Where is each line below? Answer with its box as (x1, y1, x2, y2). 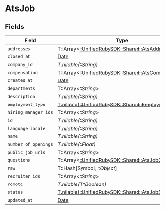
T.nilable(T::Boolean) (57, 181, 107, 187)
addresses (7, 46, 30, 52)
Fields (5, 23, 25, 31)
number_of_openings (7, 142, 53, 147)
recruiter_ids (7, 174, 41, 179)
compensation (7, 70, 38, 75)
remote (7, 182, 23, 187)
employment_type (7, 102, 46, 107)
